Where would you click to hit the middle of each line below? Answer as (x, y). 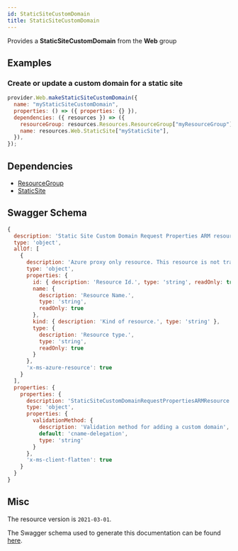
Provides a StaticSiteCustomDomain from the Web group (92, 40)
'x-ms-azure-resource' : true (69, 368)
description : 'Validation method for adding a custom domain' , (134, 427)
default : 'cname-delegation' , (84, 433)
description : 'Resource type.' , (86, 335)
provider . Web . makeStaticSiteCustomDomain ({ (73, 98)
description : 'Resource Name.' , (86, 295)
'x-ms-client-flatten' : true (69, 460)
